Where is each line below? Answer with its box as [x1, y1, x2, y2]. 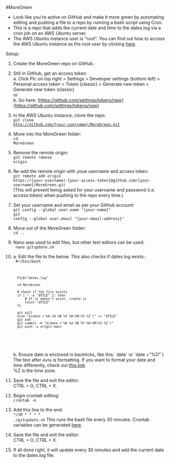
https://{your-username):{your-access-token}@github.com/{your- [13, 178, 152, 183]
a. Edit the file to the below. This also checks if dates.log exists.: [13, 254, 146, 259]
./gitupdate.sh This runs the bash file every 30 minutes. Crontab [13, 416, 150, 423]
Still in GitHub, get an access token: [13, 70, 88, 76]
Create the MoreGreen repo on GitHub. [13, 61, 95, 66]
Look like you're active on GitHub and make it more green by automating [13, 14, 164, 20]
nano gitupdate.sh [15, 245, 55, 250]
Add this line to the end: [13, 406, 63, 412]
